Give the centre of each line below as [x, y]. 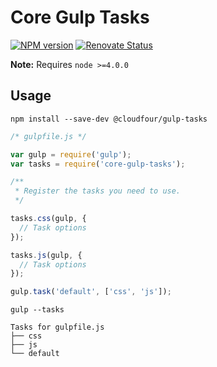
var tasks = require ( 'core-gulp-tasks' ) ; [98, 164]
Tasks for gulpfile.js [57, 327]
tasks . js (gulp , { [46, 255]
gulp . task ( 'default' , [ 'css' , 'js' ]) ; [91, 292]
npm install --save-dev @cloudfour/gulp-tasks [109, 119]
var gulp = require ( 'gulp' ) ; [71, 154]
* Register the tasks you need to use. [98, 191]
